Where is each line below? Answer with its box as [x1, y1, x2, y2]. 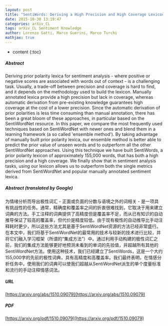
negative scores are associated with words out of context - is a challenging [5, 78, 160, 84]
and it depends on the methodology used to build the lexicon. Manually [5, 88, 151, 95]
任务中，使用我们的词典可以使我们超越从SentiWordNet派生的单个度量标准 [9, 261, 161, 267]
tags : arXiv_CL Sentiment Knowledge [5, 26, 81, 31]
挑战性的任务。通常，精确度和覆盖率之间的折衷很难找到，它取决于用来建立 [9, 204, 163, 210]
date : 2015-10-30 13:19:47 [5, 16, 61, 21]
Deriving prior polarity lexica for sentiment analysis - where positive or [5, 73, 150, 79]
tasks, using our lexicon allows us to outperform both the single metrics [5, 163, 152, 169]
